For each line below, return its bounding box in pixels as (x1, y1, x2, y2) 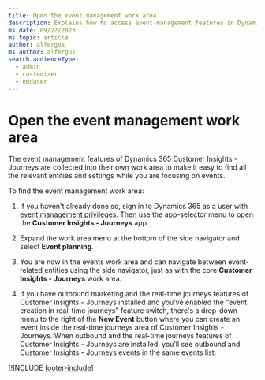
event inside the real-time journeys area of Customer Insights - (19, 322, 225, 332)
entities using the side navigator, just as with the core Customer (44, 266, 252, 275)
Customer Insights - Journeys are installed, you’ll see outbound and (19, 340, 241, 349)
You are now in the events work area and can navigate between (19, 257, 226, 266)
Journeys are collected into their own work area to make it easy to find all (8, 162, 247, 172)
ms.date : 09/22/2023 (8, 26, 77, 34)
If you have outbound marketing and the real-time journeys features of (19, 289, 249, 299)
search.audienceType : (8, 56, 80, 64)
